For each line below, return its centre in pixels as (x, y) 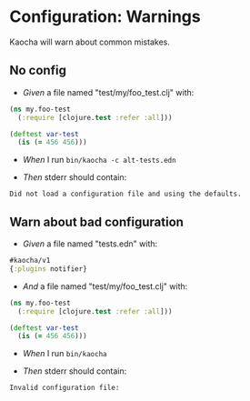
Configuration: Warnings (105, 17)
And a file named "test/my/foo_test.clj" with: (105, 286)
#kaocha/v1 (30, 261)
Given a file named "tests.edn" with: (90, 244)
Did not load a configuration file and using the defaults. (126, 194)
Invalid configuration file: (65, 388)
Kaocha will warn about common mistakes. (90, 42)
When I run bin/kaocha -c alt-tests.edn (99, 160)
